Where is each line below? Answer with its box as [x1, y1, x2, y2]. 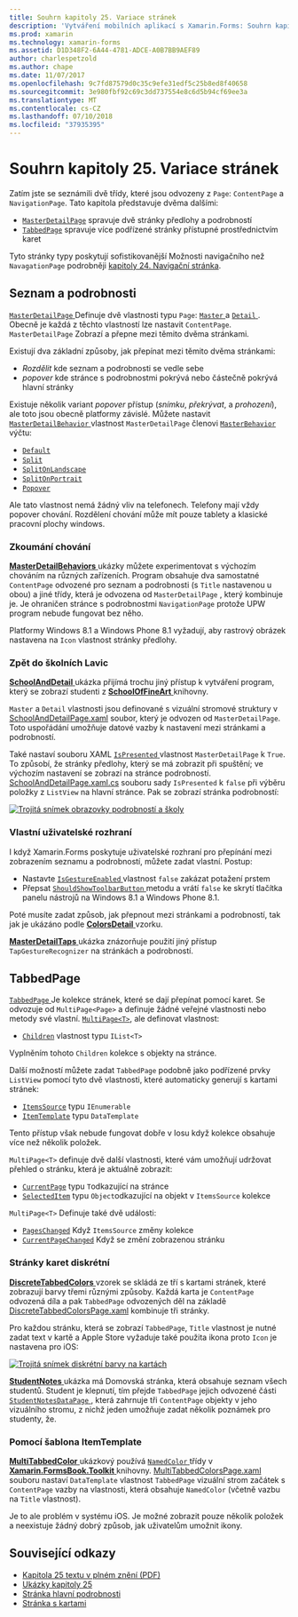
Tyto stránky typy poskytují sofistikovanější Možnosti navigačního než [9, 251, 265, 261]
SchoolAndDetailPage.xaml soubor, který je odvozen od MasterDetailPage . [9, 713, 281, 724]
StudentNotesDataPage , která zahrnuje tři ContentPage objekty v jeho [9, 1394, 257, 1405]
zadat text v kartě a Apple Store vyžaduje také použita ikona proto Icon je [9, 1332, 278, 1342]
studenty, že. [9, 1414, 58, 1424]
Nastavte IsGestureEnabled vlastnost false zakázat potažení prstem [21, 872, 271, 884]
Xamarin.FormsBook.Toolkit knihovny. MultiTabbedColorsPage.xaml [9, 1465, 262, 1476]
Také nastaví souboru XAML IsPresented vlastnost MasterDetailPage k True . [9, 749, 286, 760]
